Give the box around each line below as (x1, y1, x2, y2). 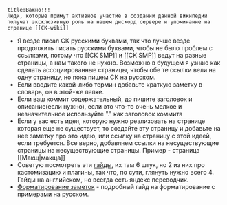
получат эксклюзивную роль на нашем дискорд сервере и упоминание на (7, 19, 211, 25)
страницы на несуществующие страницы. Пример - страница (17, 147, 200, 154)
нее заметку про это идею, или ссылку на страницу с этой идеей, (17, 131, 212, 140)
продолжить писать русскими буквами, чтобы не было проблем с (17, 44, 213, 52)
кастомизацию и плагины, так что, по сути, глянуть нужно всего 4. (17, 169, 215, 176)
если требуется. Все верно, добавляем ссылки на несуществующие (17, 139, 219, 147)
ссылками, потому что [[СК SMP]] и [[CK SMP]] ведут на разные (17, 52, 207, 59)
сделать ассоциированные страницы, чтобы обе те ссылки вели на (17, 66, 217, 74)
